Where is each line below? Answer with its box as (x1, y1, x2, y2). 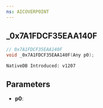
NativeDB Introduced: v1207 (6, 63, 76, 69)
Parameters (6, 79, 51, 90)
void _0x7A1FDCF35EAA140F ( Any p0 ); (6, 52, 95, 58)
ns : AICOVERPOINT (6, 8, 49, 15)
